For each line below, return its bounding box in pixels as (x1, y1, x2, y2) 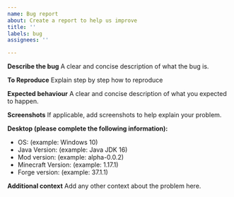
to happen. (7, 97, 39, 106)
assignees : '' (7, 37, 49, 44)
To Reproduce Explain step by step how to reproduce (7, 76, 163, 85)
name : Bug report (7, 10, 59, 18)
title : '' (7, 23, 37, 30)
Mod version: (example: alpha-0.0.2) (17, 153, 124, 162)
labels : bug (7, 30, 42, 37)
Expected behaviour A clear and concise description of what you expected (7, 90, 228, 98)
